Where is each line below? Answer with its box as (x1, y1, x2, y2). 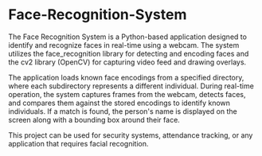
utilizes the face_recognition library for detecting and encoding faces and (8, 49, 249, 58)
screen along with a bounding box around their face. (8, 115, 181, 124)
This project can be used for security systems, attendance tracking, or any (8, 130, 253, 140)
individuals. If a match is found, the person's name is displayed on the (8, 106, 237, 116)
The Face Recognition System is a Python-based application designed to (8, 32, 247, 41)
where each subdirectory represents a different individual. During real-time (8, 81, 255, 91)
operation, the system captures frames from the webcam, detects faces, (8, 89, 246, 99)
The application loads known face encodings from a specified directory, (8, 72, 244, 82)
